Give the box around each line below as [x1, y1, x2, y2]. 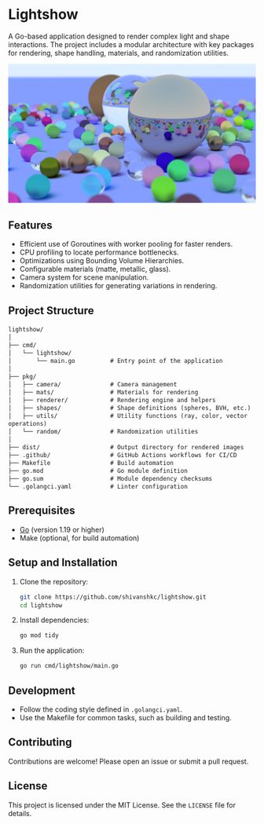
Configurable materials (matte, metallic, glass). [19, 265, 171, 274]
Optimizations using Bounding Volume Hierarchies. [19, 256, 185, 266]
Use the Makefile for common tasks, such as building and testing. [19, 713, 232, 722]
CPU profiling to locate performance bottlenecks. [19, 247, 179, 257]
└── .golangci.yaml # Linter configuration [8, 483, 189, 491]
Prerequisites [8, 504, 75, 518]
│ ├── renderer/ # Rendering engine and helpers [8, 397, 216, 405]
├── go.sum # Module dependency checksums [8, 475, 213, 483]
